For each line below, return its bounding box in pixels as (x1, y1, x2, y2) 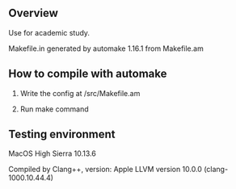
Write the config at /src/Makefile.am (19, 88, 141, 98)
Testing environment (8, 128, 116, 141)
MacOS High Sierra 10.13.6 (8, 149, 97, 158)
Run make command (19, 104, 89, 114)
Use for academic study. (8, 27, 91, 37)
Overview (8, 6, 59, 20)
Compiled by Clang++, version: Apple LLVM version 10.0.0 (8, 165, 202, 174)
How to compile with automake (8, 67, 167, 81)
